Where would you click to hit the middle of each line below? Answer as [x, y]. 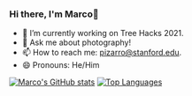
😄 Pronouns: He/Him [61, 65]
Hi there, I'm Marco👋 [54, 14]
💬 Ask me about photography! [76, 42]
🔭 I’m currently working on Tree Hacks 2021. [103, 33]
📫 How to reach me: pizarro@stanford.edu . [102, 53]
